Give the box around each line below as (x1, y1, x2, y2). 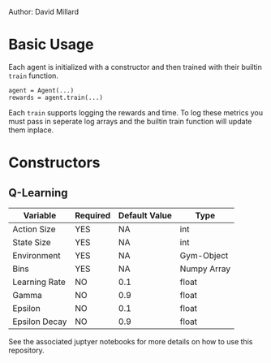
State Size (12, 236, 51, 248)
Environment (12, 249, 61, 261)
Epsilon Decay (12, 316, 67, 327)
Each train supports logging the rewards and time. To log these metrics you (8, 107, 264, 117)
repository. (8, 345, 45, 355)
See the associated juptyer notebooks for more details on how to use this (8, 336, 253, 346)
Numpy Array (179, 263, 231, 274)
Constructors (8, 153, 101, 172)
